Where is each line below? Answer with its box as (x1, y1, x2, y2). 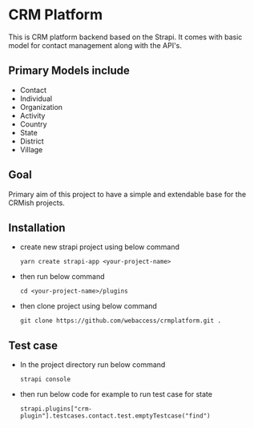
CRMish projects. (8, 198, 66, 208)
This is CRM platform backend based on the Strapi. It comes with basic (8, 32, 243, 42)
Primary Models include (8, 64, 131, 78)
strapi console (19, 375, 71, 384)
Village (19, 144, 43, 154)
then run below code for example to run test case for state (19, 390, 212, 399)
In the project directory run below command (19, 360, 166, 369)
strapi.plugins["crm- (19, 405, 92, 414)
